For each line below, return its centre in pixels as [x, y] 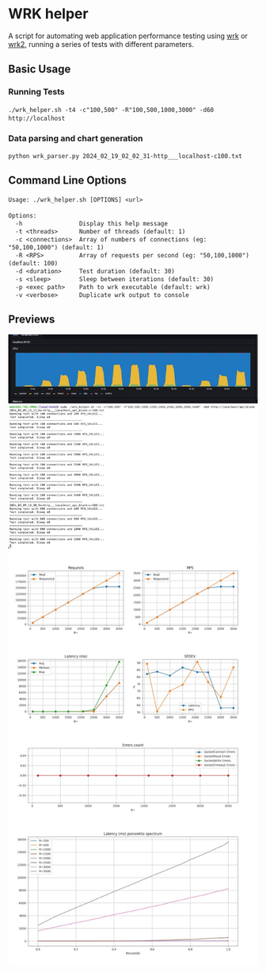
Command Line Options [67, 181]
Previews [32, 320]
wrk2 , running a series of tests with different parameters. [101, 44]
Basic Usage [40, 69]
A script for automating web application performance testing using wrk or [128, 36]
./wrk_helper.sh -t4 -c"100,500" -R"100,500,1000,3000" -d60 [111, 110]
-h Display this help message [92, 223]
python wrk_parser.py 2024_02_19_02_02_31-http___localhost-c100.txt [125, 156]
